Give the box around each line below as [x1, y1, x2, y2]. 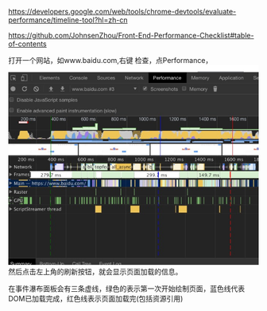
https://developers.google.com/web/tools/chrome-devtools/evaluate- [8, 7, 237, 16]
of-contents [8, 39, 47, 49]
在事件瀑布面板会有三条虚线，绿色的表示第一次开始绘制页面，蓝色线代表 [8, 283, 245, 293]
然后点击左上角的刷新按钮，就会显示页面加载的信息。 [8, 266, 183, 276]
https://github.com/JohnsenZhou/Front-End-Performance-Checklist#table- [8, 31, 254, 40]
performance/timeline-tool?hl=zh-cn [8, 15, 128, 25]
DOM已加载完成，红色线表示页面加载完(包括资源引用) [8, 293, 184, 303]
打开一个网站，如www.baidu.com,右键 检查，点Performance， [8, 56, 213, 65]
